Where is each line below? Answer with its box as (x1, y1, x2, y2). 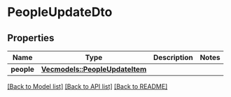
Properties (7, 32, 55, 44)
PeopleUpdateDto (7, 4, 113, 20)
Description (153, 53, 194, 62)
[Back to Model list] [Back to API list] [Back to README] (7, 82, 168, 91)
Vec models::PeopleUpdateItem (41, 64, 147, 74)
